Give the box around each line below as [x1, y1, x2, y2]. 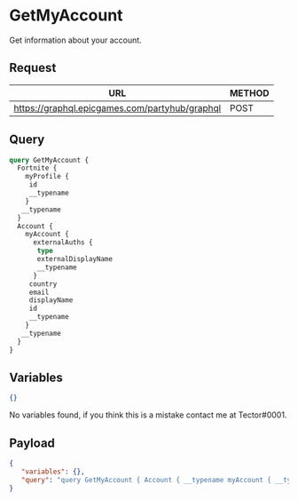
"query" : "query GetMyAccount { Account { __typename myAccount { [20, 475, 272, 484]
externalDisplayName [36, 255, 114, 264]
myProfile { [25, 172, 69, 181]
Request [9, 60, 57, 76]
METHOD [229, 86, 270, 99]
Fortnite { [17, 163, 58, 173]
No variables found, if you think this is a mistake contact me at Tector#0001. [9, 410, 287, 420]
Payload [9, 435, 56, 450]
